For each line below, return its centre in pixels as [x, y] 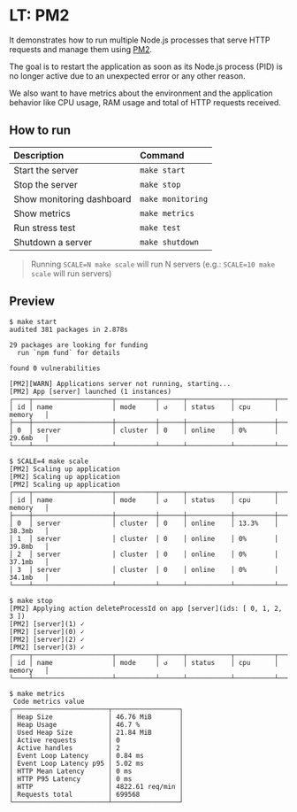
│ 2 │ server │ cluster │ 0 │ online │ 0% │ [144, 554]
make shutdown [169, 242]
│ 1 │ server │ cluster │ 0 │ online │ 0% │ [144, 538]
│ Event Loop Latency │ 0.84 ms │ [96, 755]
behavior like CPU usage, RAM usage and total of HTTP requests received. [145, 102]
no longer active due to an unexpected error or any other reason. [127, 75]
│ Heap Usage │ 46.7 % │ [96, 724]
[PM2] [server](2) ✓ [47, 639]
